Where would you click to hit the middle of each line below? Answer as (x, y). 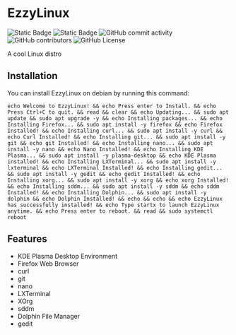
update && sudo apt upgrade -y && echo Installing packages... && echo (115, 118)
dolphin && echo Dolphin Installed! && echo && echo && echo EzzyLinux (115, 199)
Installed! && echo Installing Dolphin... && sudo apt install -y (107, 192)
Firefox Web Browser (48, 264)
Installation (33, 76)
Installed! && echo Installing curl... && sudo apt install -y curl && (115, 131)
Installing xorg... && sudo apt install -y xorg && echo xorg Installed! (118, 180)
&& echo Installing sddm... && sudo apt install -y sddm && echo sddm (113, 186)
